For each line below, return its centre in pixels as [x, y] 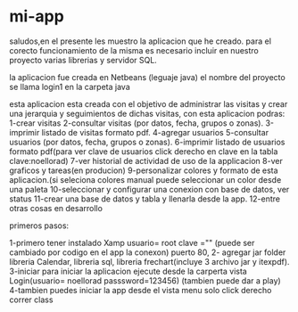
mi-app [37, 16]
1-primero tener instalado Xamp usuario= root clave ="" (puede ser [132, 242]
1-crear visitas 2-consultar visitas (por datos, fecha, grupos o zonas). [137, 123]
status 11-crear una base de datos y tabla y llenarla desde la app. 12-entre [145, 199]
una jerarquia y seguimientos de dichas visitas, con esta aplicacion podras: [147, 113]
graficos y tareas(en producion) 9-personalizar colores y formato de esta [144, 170]
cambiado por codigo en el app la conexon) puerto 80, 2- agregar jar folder [148, 252]
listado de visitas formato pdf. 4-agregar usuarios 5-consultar [155, 132]
